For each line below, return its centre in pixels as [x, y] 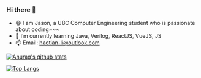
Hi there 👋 [21, 10]
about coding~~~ [37, 29]
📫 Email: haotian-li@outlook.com [57, 43]
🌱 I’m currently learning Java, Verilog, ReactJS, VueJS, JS [88, 36]
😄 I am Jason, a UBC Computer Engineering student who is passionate [105, 23]
